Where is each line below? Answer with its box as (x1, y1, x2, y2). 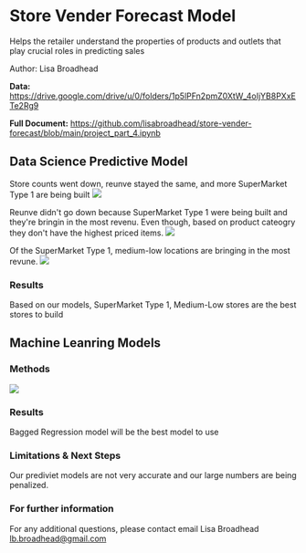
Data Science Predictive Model (9, 154, 188, 170)
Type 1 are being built (9, 189, 90, 200)
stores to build (9, 309, 64, 320)
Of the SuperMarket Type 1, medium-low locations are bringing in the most (9, 245, 290, 256)
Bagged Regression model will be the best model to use (9, 426, 219, 438)
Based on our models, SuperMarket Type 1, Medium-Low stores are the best (9, 299, 297, 310)
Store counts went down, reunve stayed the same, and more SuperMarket (9, 178, 288, 189)
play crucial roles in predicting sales (9, 45, 145, 56)
